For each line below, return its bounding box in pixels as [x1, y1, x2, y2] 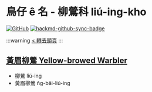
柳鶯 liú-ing [14, 72, 42, 79]
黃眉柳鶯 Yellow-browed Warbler [6, 56, 127, 66]
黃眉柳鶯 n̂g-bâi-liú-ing [14, 79, 70, 86]
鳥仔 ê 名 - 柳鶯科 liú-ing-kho [6, 5, 147, 19]
